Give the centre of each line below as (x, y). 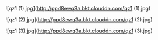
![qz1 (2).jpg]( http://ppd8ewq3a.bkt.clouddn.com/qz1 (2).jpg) (79, 19)
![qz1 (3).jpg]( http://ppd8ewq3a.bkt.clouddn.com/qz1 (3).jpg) (79, 31)
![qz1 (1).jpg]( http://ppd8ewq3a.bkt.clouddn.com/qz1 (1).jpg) (78, 8)
